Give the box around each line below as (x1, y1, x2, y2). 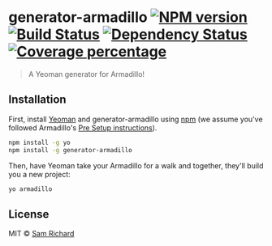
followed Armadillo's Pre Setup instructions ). (8, 122, 158, 133)
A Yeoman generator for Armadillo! (28, 69, 145, 78)
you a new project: (8, 169, 71, 179)
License (8, 207, 50, 221)
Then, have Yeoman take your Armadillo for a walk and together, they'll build (8, 160, 264, 170)
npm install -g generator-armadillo (8, 146, 132, 154)
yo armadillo (8, 184, 53, 193)
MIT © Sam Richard (8, 229, 75, 239)
